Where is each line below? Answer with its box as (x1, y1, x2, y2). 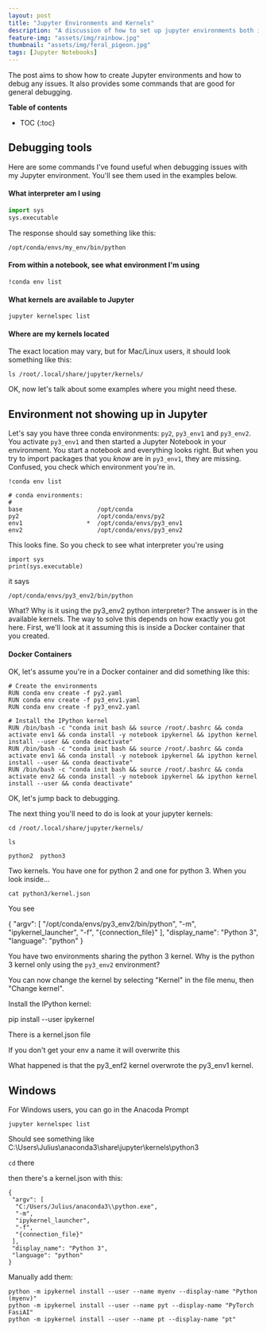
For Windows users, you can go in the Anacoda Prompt (8, 1105, 189, 1115)
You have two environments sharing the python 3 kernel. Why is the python (8, 951, 255, 961)
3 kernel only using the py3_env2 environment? (8, 960, 161, 969)
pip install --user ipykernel (8, 1015, 95, 1024)
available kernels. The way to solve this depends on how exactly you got (8, 614, 246, 624)
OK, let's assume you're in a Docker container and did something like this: (8, 667, 250, 676)
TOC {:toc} (19, 118, 56, 127)
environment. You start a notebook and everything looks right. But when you (8, 446, 258, 455)
